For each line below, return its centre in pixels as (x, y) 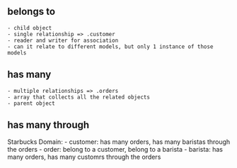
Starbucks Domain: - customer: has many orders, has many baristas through (119, 142)
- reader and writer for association (63, 40)
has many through (48, 125)
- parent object (31, 103)
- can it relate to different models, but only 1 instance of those (110, 46)
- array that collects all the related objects (79, 97)
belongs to (31, 12)
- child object (30, 28)
